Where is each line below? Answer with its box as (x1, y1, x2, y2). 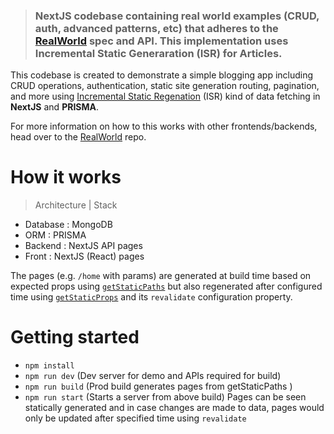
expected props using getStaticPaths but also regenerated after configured (10, 280, 323, 293)
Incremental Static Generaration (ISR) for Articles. (34, 46, 283, 60)
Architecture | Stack (34, 199, 118, 211)
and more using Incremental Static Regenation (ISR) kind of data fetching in (10, 90, 321, 103)
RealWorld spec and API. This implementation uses (34, 34, 289, 48)
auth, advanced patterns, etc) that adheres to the (34, 21, 279, 35)
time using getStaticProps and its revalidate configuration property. (10, 291, 293, 303)
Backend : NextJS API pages (24, 240, 143, 252)
